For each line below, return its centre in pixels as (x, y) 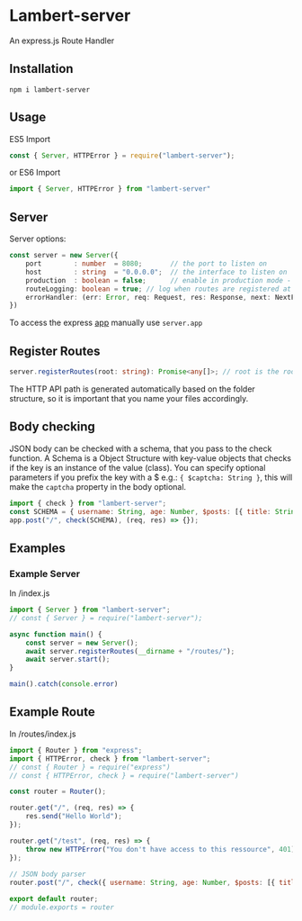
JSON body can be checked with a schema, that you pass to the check (141, 448)
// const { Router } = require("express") (90, 767)
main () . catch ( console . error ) (64, 684)
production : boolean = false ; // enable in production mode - (159, 280)
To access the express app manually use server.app (106, 323)
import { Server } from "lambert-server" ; (90, 610)
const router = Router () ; (58, 792)
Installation (41, 69)
